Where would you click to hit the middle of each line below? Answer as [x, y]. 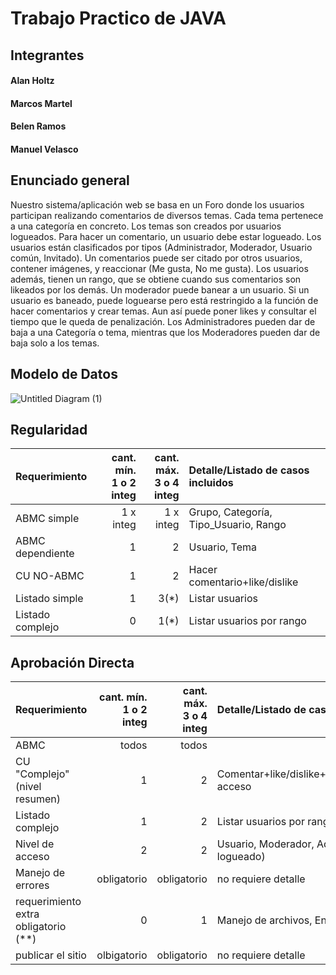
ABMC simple [47, 519]
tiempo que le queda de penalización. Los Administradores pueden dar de [163, 321]
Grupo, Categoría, [230, 512]
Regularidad [49, 429]
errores [32, 885]
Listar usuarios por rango [247, 621]
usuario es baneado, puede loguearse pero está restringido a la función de [164, 300]
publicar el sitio [51, 955]
